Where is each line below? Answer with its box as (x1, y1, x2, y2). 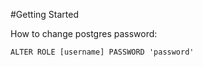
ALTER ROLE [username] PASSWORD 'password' (10, 47, 195, 57)
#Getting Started (10, 9, 79, 20)
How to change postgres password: (10, 28, 158, 39)
